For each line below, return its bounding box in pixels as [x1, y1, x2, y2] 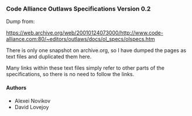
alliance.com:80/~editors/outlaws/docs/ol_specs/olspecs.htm [6, 36, 155, 43]
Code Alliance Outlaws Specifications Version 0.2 [6, 5, 151, 13]
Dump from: [6, 18, 35, 25]
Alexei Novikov [14, 97, 51, 104]
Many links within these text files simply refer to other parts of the [6, 64, 165, 71]
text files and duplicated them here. [6, 53, 92, 60]
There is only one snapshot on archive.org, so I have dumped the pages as [6, 47, 186, 54]
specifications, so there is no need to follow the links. [6, 71, 135, 78]
